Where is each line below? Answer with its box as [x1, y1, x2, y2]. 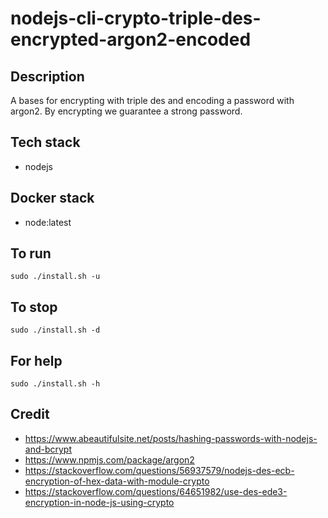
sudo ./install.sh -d [10, 325, 101, 336]
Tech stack [10, 134, 81, 151]
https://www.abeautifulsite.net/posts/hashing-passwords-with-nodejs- [24, 432, 318, 444]
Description [10, 68, 85, 85]
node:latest [24, 216, 72, 228]
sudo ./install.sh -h [10, 379, 101, 389]
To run [10, 245, 52, 262]
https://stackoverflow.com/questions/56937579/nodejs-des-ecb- [24, 464, 295, 476]
